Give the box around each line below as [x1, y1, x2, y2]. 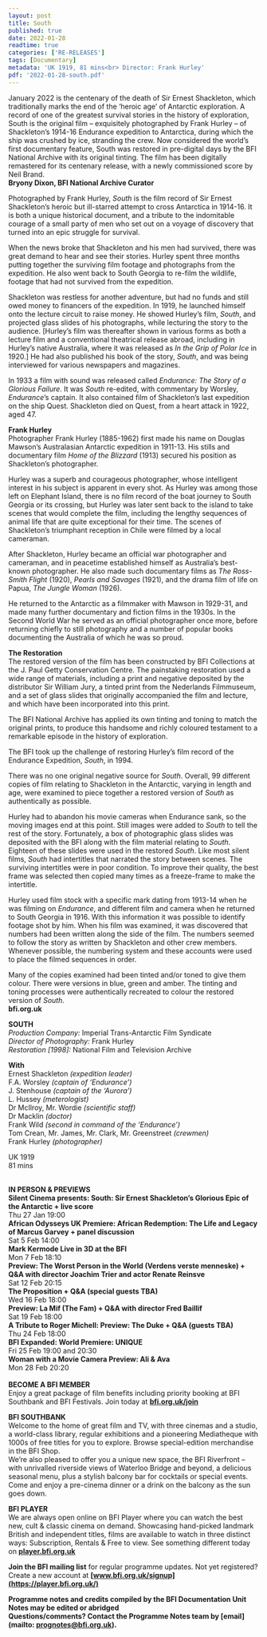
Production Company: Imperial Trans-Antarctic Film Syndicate [8, 1028, 212, 1037]
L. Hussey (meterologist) [8, 1094, 89, 1104]
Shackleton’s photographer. [8, 458, 99, 468]
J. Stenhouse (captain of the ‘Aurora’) [8, 1085, 132, 1095]
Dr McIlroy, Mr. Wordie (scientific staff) [8, 1103, 136, 1112]
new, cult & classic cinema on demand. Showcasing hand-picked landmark [8, 1520, 254, 1530]
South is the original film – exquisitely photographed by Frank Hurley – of [8, 118, 247, 128]
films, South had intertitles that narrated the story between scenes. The [8, 854, 243, 863]
